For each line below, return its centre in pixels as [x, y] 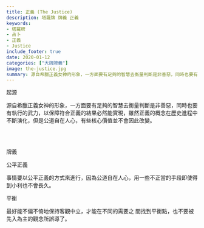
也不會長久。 [38, 185]
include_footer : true [34, 52]
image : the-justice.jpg [36, 69]
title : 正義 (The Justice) [39, 12]
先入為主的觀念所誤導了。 [38, 219]
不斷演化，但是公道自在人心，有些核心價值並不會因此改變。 [81, 121]
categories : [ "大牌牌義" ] [37, 63]
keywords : [19, 23]
